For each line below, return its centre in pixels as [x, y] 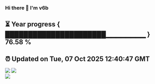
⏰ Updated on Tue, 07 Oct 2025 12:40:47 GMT [77, 59]
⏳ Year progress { [33, 24]
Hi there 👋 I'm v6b [27, 8]
